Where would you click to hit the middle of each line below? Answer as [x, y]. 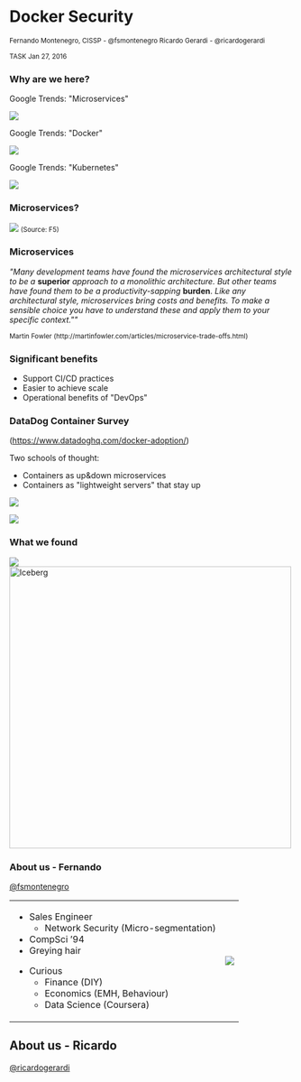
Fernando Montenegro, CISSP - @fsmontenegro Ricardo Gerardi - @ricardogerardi [137, 41]
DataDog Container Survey [69, 421]
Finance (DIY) [74, 983]
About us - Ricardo [63, 1045]
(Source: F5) [40, 229]
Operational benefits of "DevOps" [85, 398]
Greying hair [55, 951]
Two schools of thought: [55, 458]
